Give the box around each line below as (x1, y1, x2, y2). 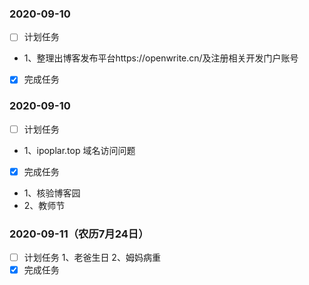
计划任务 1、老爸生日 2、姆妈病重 (23, 252, 161, 264)
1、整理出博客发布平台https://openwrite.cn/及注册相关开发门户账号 (23, 52, 299, 64)
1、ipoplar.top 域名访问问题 (23, 144, 136, 156)
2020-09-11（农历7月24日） (9, 227, 149, 241)
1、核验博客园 (23, 187, 81, 199)
